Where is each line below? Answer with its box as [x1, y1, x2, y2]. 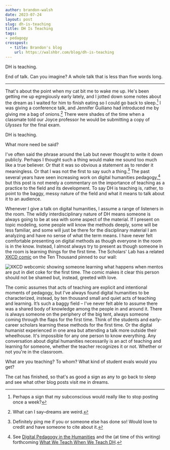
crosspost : [5, 40, 28, 46]
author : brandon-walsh [5, 7, 53, 13]
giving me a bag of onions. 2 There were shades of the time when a [5, 110, 145, 117]
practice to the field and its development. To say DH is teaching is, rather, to [5, 185, 163, 191]
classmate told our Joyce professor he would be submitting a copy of [5, 116, 150, 122]
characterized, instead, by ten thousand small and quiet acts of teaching [5, 295, 156, 301]
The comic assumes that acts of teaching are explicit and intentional [5, 284, 148, 291]
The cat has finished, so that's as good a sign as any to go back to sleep [5, 374, 156, 380]
